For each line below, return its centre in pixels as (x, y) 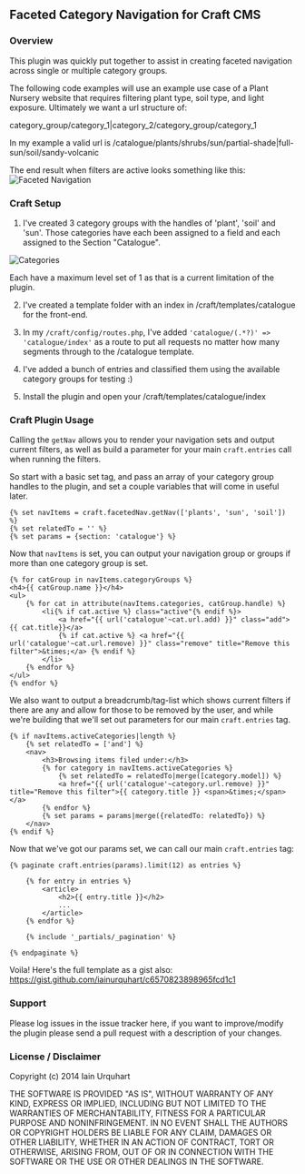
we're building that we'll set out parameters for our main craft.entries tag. (150, 720)
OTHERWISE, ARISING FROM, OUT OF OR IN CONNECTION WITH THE (142, 1151)
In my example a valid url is (60, 142)
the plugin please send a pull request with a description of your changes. (146, 1033)
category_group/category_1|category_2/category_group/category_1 (133, 125)
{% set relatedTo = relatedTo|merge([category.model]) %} (170, 776)
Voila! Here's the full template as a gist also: (91, 970)
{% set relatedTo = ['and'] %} (85, 744)
